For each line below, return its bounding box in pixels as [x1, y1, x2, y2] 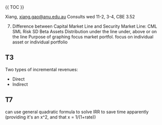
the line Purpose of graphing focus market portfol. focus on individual [12, 34, 154, 40]
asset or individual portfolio [12, 39, 68, 45]
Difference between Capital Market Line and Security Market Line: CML [12, 23, 158, 29]
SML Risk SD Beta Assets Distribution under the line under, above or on [12, 29, 157, 34]
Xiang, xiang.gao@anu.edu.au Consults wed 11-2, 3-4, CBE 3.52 [5, 14, 135, 19]
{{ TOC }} [5, 4, 25, 10]
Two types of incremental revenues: [5, 66, 78, 72]
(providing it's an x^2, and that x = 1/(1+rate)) [5, 114, 96, 120]
